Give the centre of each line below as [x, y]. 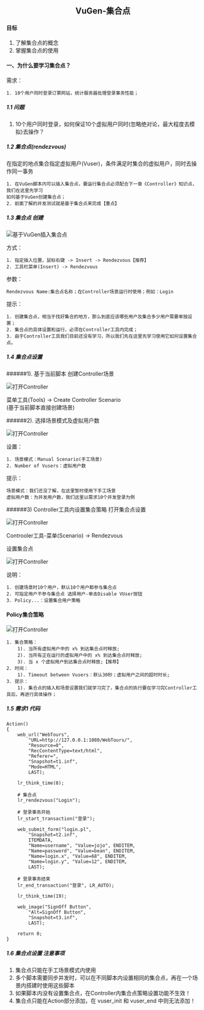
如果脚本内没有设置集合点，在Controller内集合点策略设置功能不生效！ [103, 993]
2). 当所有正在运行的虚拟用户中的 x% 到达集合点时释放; [80, 655]
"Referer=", [44, 756]
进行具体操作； [40, 694]
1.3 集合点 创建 [25, 218]
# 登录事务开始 [34, 812]
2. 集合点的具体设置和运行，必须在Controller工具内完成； [72, 330]
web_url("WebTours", [43, 734]
